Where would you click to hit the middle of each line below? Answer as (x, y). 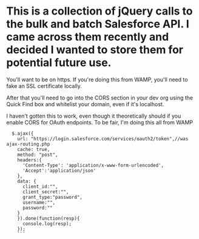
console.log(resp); (47, 224)
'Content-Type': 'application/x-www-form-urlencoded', (93, 165)
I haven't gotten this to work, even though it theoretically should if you (94, 116)
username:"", (39, 202)
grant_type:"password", (52, 197)
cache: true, (34, 149)
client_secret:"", (46, 192)
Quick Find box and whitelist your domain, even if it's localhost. (85, 104)
